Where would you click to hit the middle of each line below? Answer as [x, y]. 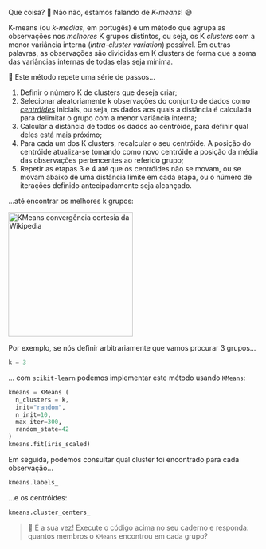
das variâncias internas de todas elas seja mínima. [91, 61]
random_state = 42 [42, 429]
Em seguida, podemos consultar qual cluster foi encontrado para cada [124, 459]
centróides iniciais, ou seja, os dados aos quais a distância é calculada [136, 109]
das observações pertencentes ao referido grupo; [102, 160]
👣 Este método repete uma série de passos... [82, 77]
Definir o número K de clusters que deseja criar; [98, 92]
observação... [31, 468]
